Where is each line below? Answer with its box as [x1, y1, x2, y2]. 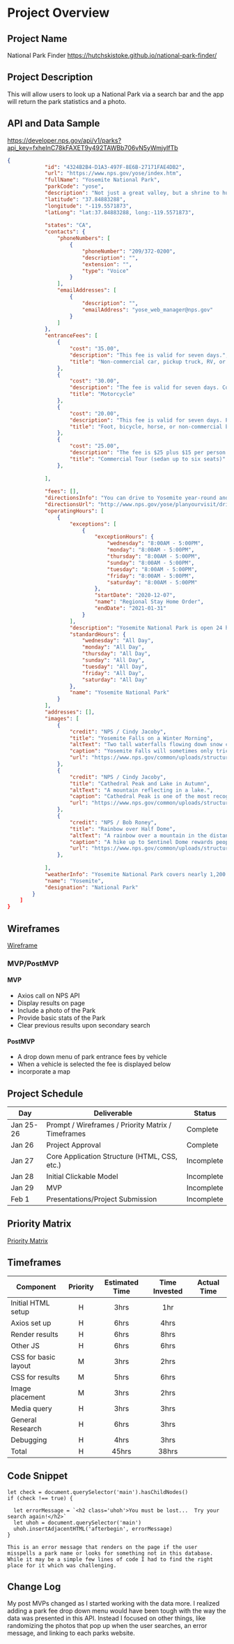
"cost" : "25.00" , [69, 443, 120, 450]
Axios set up [10, 1318, 52, 1328]
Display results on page [17, 999, 86, 1007]
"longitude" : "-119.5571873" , [44, 202, 132, 209]
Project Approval [46, 1140, 101, 1150]
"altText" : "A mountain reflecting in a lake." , [69, 787, 214, 794]
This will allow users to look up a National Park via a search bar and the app [7, 89, 224, 98]
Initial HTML [10, 1298, 50, 1308]
